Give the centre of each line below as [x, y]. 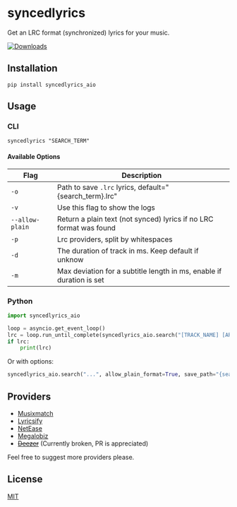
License [25, 479]
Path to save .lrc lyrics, [96, 187]
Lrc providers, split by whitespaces [115, 239]
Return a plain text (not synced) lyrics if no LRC [135, 219]
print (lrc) [36, 348]
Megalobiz [33, 436]
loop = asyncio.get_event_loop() [56, 328]
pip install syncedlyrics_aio [52, 85]
